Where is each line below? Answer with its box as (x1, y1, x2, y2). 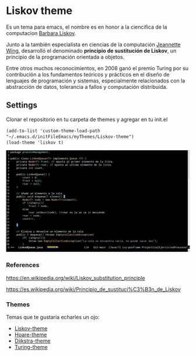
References (6, 261, 40, 269)
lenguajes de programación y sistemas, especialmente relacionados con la (6, 77, 185, 84)
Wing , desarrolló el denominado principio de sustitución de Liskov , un (6, 47, 177, 54)
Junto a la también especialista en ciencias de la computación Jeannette (6, 41, 181, 48)
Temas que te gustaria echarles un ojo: (6, 313, 100, 320)
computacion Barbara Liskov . (6, 29, 76, 36)
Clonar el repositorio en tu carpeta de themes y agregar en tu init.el (6, 116, 168, 123)
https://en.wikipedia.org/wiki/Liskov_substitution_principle (6, 274, 145, 281)
